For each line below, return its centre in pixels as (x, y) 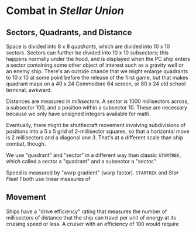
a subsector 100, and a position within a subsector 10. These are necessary (97, 107)
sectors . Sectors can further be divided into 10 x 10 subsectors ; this (87, 53)
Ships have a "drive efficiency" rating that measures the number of (87, 211)
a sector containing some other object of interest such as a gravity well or (95, 65)
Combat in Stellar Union (65, 11)
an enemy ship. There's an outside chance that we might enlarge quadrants (97, 71)
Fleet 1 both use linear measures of (48, 179)
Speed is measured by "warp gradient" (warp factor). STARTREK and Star (92, 173)
